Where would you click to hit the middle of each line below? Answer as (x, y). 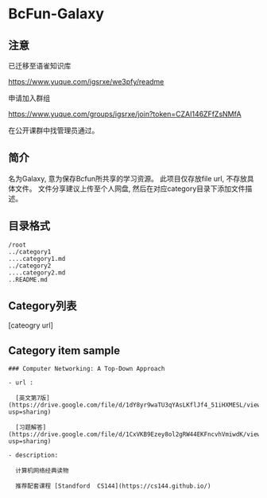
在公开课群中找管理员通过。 (54, 130)
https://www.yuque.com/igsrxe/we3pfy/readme (86, 82)
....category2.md (37, 272)
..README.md (28, 279)
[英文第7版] (33, 399)
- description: (33, 455)
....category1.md (37, 259)
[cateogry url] (31, 325)
